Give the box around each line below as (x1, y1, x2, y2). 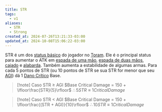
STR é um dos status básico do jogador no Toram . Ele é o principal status (5, 52, 151, 58)
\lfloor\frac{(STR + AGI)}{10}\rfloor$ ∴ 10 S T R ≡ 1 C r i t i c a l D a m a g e (16, 101, 144, 107)
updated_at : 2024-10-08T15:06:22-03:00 (5, 39, 86, 44)
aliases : (5, 20, 23, 26)
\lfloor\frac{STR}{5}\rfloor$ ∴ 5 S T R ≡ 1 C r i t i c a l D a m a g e (16, 87, 125, 93)
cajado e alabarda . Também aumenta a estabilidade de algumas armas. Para (5, 62, 157, 68)
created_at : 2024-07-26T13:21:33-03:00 (5, 34, 86, 39)
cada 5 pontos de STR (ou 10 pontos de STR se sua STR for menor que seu (5, 67, 155, 73)
